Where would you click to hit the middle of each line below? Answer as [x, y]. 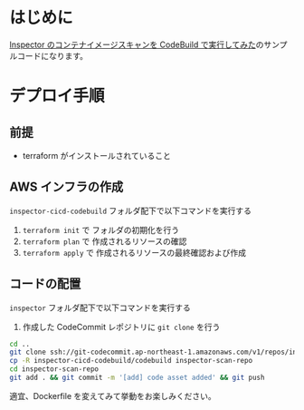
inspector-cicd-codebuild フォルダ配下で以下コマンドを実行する [130, 210]
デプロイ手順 [57, 96]
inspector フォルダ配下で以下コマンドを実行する [100, 307]
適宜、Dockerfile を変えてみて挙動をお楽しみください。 [113, 395]
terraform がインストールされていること [97, 155]
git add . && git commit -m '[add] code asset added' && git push [137, 378]
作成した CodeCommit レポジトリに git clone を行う [121, 327]
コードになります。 [52, 55]
